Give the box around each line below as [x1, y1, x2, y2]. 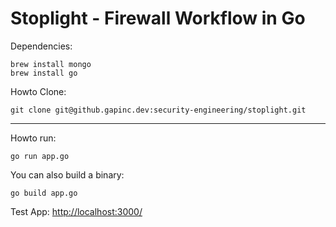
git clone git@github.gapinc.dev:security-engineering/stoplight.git [10, 105, 307, 115]
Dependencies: [10, 40, 73, 52]
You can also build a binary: [10, 168, 125, 181]
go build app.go [10, 188, 78, 198]
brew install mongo [10, 59, 92, 69]
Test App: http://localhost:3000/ [10, 205, 143, 217]
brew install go [10, 68, 78, 78]
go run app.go [10, 151, 70, 161]
